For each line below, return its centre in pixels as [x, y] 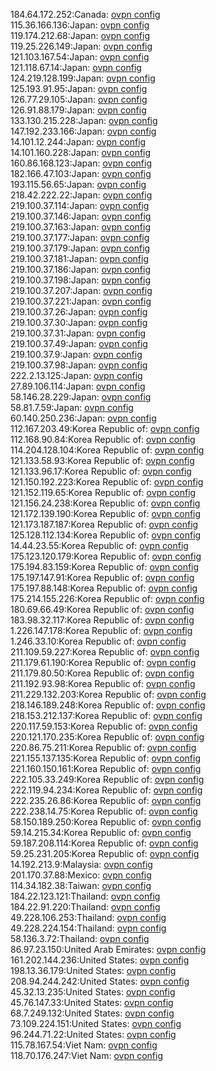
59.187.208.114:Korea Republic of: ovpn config [104, 843]
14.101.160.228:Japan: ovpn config [81, 152]
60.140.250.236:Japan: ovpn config [83, 418]
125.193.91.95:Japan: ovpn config [79, 88]
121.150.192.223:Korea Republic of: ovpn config [107, 482]
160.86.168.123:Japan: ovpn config [81, 163]
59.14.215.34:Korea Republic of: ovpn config [101, 832]
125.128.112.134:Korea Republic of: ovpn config [106, 535]
